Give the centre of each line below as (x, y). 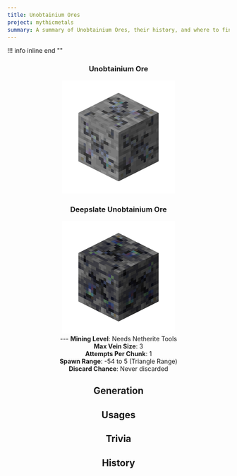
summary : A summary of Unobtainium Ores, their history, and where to (113, 30)
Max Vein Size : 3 (119, 346)
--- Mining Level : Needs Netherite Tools (119, 338)
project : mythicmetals (41, 22)
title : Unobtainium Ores (44, 15)
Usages (119, 415)
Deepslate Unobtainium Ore (119, 209)
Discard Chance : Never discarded (119, 368)
